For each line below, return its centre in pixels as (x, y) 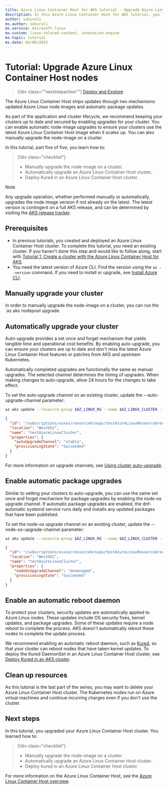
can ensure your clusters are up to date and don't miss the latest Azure (78, 349)
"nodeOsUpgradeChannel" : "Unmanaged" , (54, 571)
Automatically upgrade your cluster (62, 326)
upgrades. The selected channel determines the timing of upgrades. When (82, 375)
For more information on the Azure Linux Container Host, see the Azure (78, 775)
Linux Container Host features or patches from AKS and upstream (73, 354)
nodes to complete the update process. (46, 634)
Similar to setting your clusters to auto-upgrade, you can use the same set (82, 493)
